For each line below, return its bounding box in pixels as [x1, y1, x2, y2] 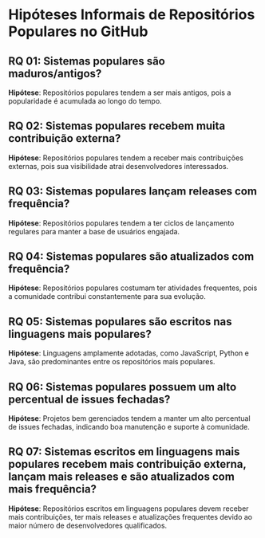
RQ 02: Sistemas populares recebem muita [8, 120, 226, 133]
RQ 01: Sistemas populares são [8, 54, 165, 68]
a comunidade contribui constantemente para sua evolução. [8, 292, 206, 301]
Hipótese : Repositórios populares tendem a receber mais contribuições [8, 153, 243, 163]
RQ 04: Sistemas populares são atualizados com [8, 249, 255, 264]
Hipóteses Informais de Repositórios [8, 6, 255, 24]
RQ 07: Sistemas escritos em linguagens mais [8, 445, 240, 459]
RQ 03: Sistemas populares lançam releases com [8, 185, 258, 198]
